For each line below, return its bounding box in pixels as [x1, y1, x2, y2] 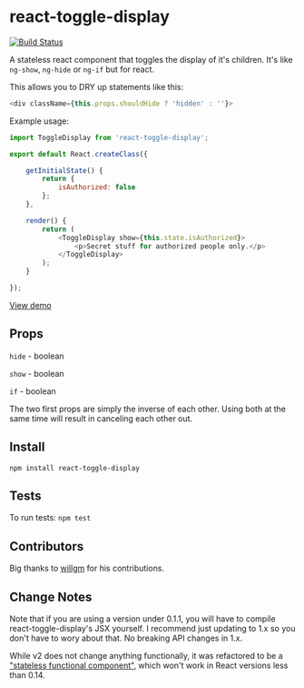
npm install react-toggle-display [9, 463, 141, 472]
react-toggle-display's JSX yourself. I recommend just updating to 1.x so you [9, 623, 296, 633]
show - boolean [9, 368, 65, 379]
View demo [9, 299, 52, 310]
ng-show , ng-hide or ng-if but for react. [9, 64, 155, 75]
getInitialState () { [25, 166, 103, 175]
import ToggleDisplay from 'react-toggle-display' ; [9, 133, 209, 142]
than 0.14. [9, 670, 45, 680]
